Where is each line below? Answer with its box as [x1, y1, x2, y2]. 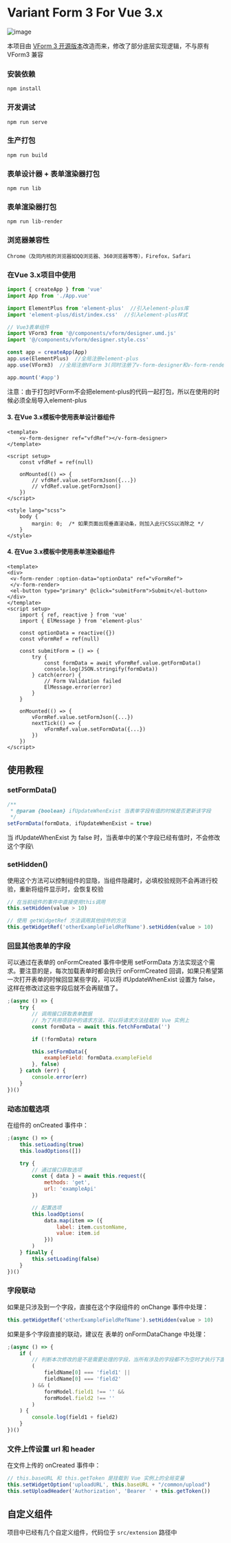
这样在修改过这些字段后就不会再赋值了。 [7, 984, 122, 992]
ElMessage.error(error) [43, 684, 112, 691]
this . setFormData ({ [32, 1048, 88, 1055]
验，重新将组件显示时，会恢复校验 [7, 885, 104, 893]
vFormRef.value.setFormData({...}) [43, 726, 146, 733]
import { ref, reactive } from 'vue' [19, 612, 128, 618]
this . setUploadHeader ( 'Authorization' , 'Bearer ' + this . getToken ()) [7, 1487, 211, 1494]
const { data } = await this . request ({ [32, 1173, 146, 1180]
